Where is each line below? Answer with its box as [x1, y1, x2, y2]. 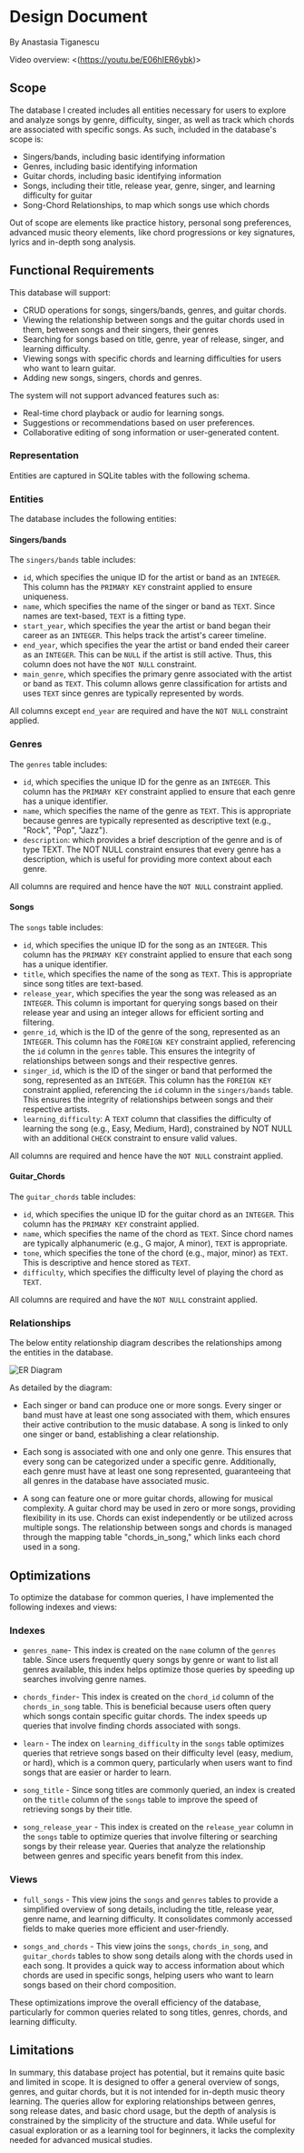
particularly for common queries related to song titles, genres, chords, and [9, 2007, 288, 2018]
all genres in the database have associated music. [22, 1476, 210, 1487]
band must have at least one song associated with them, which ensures [22, 1409, 290, 1420]
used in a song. [22, 1541, 81, 1552]
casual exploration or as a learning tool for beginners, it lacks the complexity [9, 2125, 295, 2136]
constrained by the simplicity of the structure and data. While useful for [9, 2115, 277, 2126]
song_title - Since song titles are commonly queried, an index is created [22, 1785, 296, 1796]
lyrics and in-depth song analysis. [9, 236, 136, 247]
